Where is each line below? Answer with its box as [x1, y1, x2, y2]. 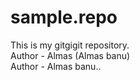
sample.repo [10, 6, 118, 29]
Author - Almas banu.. [10, 60, 102, 72]
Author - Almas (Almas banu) [10, 49, 131, 61]
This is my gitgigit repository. [10, 39, 130, 51]
